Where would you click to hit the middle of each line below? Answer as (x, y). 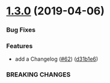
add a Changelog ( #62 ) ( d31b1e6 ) (57, 59)
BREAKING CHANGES (38, 75)
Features (20, 46)
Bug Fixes (21, 30)
